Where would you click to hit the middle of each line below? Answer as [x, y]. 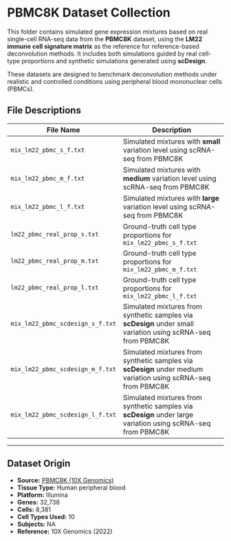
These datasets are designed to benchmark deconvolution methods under [112, 74]
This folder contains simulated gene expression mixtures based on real [108, 32]
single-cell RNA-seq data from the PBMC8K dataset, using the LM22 [105, 38]
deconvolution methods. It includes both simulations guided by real [102, 54]
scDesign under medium [163, 369]
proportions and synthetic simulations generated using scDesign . [114, 60]
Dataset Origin [39, 464]
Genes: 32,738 [38, 502]
